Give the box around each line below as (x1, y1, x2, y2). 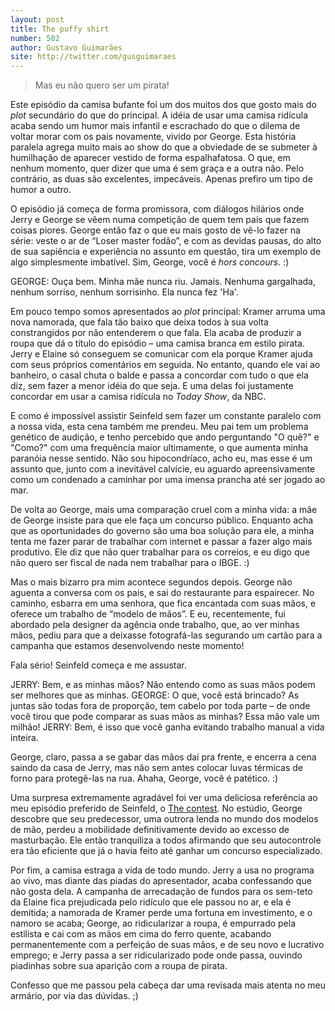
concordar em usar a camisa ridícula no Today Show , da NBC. (10, 391, 267, 403)
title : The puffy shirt (10, 24, 110, 34)
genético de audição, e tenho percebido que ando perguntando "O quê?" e (10, 431, 320, 443)
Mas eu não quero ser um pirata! (34, 79, 170, 91)
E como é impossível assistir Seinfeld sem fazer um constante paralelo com (10, 410, 322, 422)
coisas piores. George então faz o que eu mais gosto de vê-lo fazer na (10, 224, 301, 236)
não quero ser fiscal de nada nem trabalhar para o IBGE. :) (10, 557, 250, 569)
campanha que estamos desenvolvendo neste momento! (10, 640, 245, 652)
